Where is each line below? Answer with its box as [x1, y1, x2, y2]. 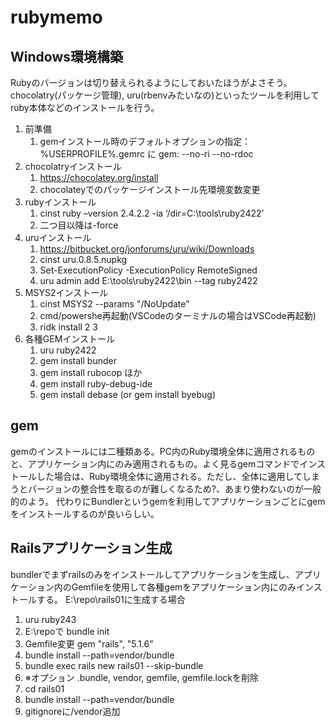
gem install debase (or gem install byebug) [39, 389, 216, 400]
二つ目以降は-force [39, 219, 119, 231]
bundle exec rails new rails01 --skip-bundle [24, 659, 204, 671]
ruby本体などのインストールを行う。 [10, 102, 160, 113]
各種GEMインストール [24, 333, 116, 345]
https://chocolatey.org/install [39, 172, 159, 183]
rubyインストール [24, 196, 97, 208]
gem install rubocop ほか [39, 367, 143, 378]
